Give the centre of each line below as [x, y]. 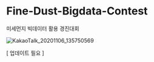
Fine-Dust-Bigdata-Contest [77, 11]
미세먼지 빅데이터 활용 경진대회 [43, 28]
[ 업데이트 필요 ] [25, 53]
